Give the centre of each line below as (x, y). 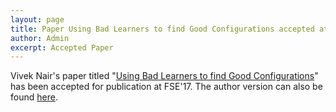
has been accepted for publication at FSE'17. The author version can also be (166, 87)
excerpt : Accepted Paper (62, 47)
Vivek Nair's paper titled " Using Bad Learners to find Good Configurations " (164, 76)
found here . (34, 97)
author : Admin (40, 38)
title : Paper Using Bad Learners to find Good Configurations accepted (162, 29)
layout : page (37, 19)
